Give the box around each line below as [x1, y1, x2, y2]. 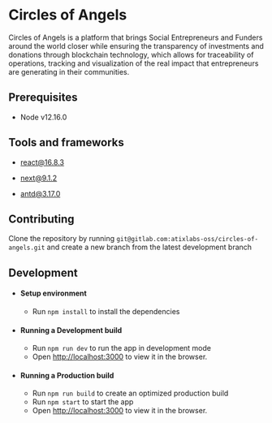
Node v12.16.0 [19, 112, 67, 122]
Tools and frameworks [8, 136, 124, 149]
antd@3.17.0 [19, 188, 61, 198]
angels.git [8, 244, 45, 253]
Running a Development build [19, 325, 123, 335]
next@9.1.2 [19, 173, 58, 183]
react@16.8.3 [19, 157, 65, 167]
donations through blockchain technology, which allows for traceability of [8, 50, 254, 59]
